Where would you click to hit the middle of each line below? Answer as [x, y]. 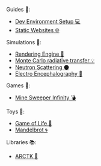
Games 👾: [18, 85]
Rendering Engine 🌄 [39, 54]
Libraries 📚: [22, 142]
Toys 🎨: [16, 111]
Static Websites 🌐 [37, 30]
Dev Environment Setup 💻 [48, 22]
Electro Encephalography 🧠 [49, 74]
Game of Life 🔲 [33, 123]
